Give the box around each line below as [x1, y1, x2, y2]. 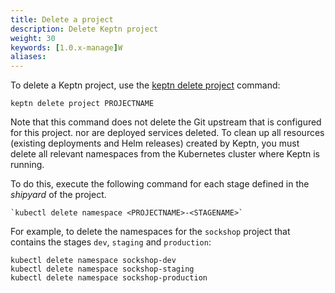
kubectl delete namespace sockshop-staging [10, 264, 195, 275]
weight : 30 [10, 33, 56, 43]
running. [10, 159, 45, 171]
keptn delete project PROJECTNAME [10, 99, 155, 109]
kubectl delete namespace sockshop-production [10, 273, 208, 283]
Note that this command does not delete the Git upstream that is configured [10, 116, 322, 128]
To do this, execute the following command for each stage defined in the [10, 178, 310, 190]
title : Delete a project [10, 14, 114, 25]
